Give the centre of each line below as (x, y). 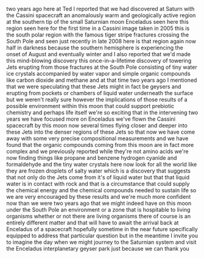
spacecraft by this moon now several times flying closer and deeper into (97, 125)
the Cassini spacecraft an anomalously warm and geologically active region (101, 15)
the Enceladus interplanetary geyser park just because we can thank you (98, 249)
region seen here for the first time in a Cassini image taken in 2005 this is (98, 28)
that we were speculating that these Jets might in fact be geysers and (94, 87)
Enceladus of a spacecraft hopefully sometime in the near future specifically (102, 229)
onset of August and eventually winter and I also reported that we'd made (98, 54)
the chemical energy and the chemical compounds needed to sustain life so (101, 190)
